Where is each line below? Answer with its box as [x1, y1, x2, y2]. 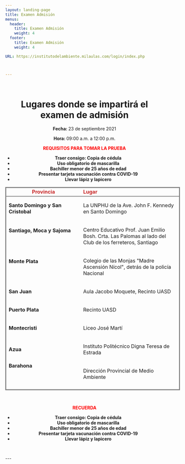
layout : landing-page [5, 7, 51, 13]
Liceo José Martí [83, 325, 123, 332]
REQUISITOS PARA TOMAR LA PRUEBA [43, 145, 126, 151]
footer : [10, 36, 26, 41]
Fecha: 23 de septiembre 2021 [52, 126, 117, 132]
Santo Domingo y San [9, 202, 62, 209]
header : [10, 21, 26, 27]
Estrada [83, 349, 102, 356]
